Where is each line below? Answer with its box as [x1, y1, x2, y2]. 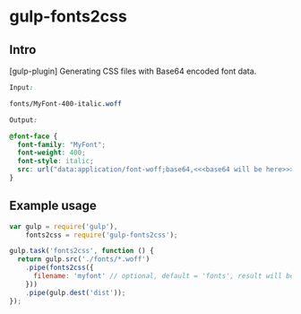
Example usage [9, 198, 97, 214]
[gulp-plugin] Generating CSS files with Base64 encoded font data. [9, 65, 257, 76]
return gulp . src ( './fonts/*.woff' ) [17, 255, 150, 264]
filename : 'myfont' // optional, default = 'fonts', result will [32, 272, 282, 281]
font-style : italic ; [17, 157, 94, 166]
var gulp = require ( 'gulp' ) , [9, 222, 118, 231]
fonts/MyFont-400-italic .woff [9, 99, 123, 109]
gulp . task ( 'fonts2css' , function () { [9, 247, 154, 256]
